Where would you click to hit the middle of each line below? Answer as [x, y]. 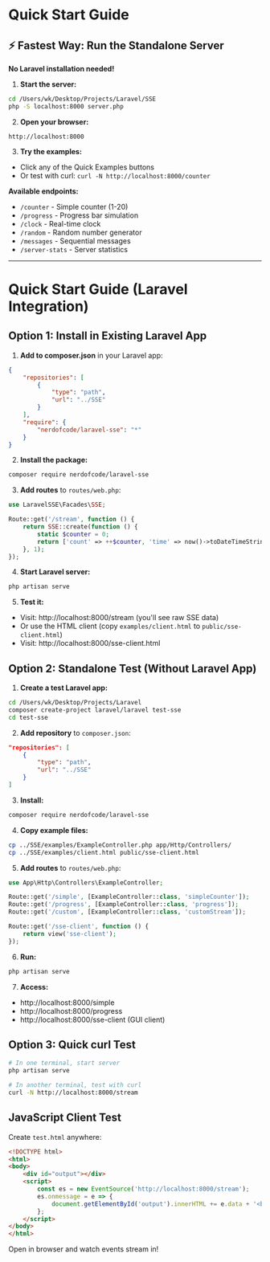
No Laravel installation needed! [61, 69]
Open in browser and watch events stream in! [84, 1249]
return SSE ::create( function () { [80, 527]
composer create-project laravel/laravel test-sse [95, 710]
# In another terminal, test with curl [75, 1085]
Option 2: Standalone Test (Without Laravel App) [133, 668]
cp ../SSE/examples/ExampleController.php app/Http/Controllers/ [120, 845]
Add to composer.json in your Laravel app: [91, 355]
